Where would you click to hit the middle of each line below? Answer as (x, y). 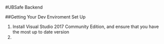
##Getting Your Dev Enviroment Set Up (45, 17)
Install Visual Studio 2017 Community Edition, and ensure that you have (85, 26)
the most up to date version (41, 32)
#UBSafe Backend (24, 7)
